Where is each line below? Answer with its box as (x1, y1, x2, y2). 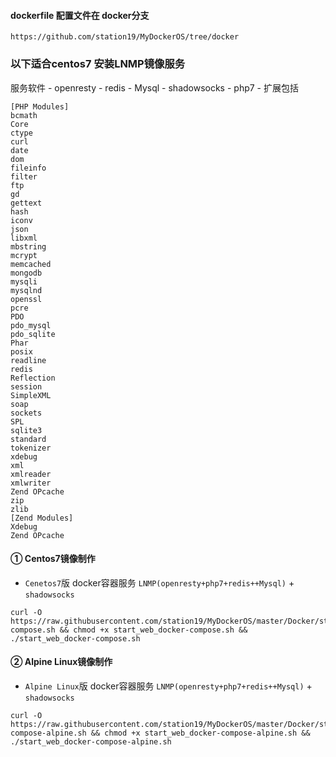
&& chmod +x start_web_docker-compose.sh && (59, 625, 248, 635)
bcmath (10, 110, 38, 120)
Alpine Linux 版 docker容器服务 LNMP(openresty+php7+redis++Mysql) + (24, 680, 313, 692)
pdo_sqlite (10, 329, 56, 339)
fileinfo (10, 163, 47, 173)
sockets (10, 408, 43, 418)
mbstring (10, 241, 47, 252)
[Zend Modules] (10, 513, 74, 523)
